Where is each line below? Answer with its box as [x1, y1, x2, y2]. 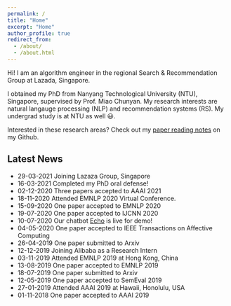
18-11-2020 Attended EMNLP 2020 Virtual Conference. [17, 194, 176, 202]
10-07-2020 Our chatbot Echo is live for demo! [17, 216, 153, 225]
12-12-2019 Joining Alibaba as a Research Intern [17, 246, 158, 254]
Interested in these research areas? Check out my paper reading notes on [7, 125, 221, 134]
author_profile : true [7, 29, 71, 37]
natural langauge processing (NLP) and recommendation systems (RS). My [7, 104, 224, 113]
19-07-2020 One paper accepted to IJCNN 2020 [17, 209, 159, 217]
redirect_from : [7, 36, 52, 43]
